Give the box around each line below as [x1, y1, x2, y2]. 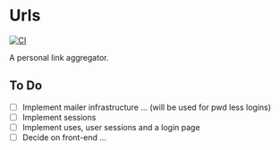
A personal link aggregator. [9, 52, 109, 62]
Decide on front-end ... [21, 131, 107, 143]
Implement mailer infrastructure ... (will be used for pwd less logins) [21, 102, 271, 112]
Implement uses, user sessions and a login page [21, 121, 200, 132]
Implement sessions [21, 112, 97, 122]
